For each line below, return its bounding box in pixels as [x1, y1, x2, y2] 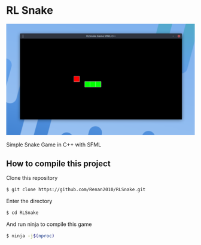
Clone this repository [6, 174, 58, 182]
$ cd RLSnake [6, 210, 39, 216]
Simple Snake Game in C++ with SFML [6, 141, 102, 148]
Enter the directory [6, 197, 53, 204]
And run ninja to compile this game [6, 220, 92, 228]
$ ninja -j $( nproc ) [6, 232, 55, 239]
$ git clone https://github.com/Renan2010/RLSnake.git [6, 186, 146, 193]
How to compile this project [6, 158, 111, 169]
